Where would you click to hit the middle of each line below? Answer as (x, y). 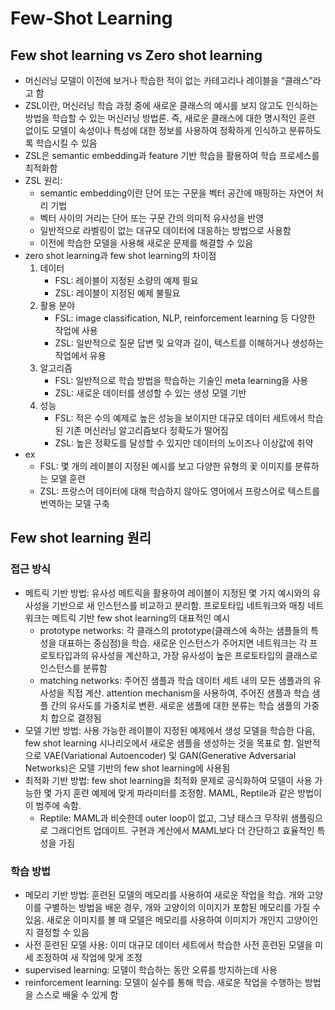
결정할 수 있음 (62, 932)
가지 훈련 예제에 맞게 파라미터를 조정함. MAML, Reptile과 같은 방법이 (188, 793)
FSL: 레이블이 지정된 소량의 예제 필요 (126, 280)
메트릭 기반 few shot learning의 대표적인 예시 (140, 618)
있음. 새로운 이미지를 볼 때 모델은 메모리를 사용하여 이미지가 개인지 (154, 919)
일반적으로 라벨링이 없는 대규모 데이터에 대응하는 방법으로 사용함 (165, 230)
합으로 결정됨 (76, 718)
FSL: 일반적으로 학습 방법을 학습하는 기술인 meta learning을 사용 (181, 380)
